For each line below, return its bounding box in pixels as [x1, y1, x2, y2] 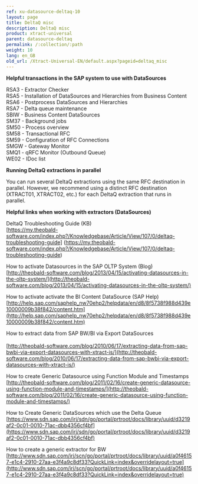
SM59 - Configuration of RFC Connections [6, 136, 110, 143]
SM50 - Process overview [6, 124, 70, 131]
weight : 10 [6, 47, 33, 53]
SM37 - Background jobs [6, 117, 67, 124]
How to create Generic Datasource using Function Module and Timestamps [6, 372, 189, 379]
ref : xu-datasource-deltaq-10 [6, 8, 81, 15]
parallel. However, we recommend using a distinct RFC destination [6, 184, 167, 191]
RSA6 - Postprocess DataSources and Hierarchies [6, 98, 128, 105]
